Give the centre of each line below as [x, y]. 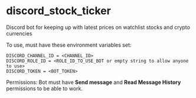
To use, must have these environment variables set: [69, 45]
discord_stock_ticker [58, 11]
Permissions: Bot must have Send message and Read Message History [94, 82]
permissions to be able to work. [44, 88]
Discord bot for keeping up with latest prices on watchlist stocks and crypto [98, 27]
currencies [19, 33]
